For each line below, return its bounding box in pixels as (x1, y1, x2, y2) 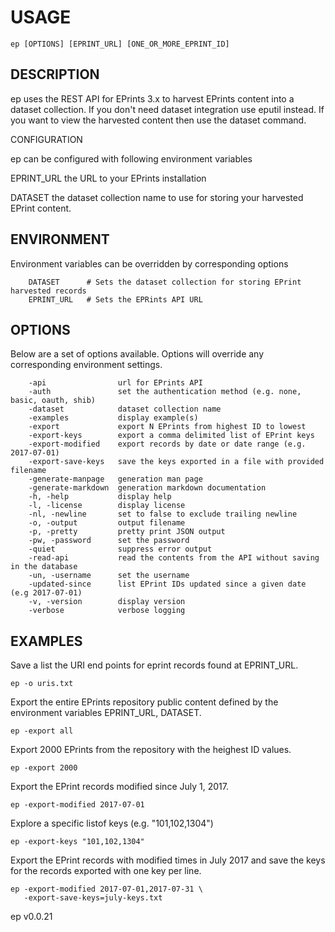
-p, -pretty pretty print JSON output (28, 527, 226, 537)
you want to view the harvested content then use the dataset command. (10, 114, 307, 126)
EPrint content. (10, 202, 72, 214)
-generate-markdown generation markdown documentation (28, 483, 267, 493)
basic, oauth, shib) (10, 396, 97, 406)
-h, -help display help (28, 492, 172, 502)
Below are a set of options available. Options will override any (10, 348, 265, 360)
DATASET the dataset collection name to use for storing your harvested (10, 191, 304, 203)
